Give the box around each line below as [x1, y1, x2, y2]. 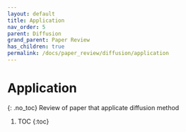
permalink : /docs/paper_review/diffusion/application [7, 50, 170, 57]
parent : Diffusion [7, 30, 62, 37]
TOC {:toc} [17, 117, 50, 126]
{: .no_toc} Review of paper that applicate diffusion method [7, 103, 180, 112]
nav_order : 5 [7, 23, 46, 30]
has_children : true [7, 43, 65, 50]
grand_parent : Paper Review [7, 37, 91, 44]
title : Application [7, 17, 65, 24]
